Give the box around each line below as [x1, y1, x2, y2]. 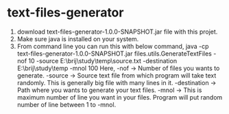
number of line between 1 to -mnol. [16, 100, 117, 109]
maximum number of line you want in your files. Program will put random [16, 93, 223, 101]
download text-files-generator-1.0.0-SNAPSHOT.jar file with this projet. [16, 27, 218, 36]
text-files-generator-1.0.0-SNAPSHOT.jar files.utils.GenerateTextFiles [16, 49, 213, 58]
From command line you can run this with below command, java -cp [16, 42, 209, 50]
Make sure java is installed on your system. [16, 34, 139, 43]
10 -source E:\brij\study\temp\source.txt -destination [28, 56, 177, 65]
